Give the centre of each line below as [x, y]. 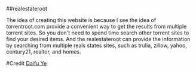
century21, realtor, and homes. [44, 52]
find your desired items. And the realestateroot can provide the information [98, 39]
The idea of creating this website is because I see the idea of [81, 20]
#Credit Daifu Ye [27, 63]
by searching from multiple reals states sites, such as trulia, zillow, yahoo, [97, 45]
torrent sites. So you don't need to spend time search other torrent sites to [98, 33]
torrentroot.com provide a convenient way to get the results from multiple [97, 26]
